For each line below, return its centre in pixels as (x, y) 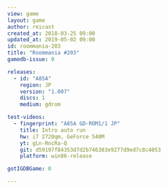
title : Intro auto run (53, 130)
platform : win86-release (56, 156)
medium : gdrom (40, 105)
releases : (22, 72)
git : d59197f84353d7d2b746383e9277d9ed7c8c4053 (90, 150)
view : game (23, 14)
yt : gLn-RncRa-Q (44, 143)
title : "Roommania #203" (43, 53)
